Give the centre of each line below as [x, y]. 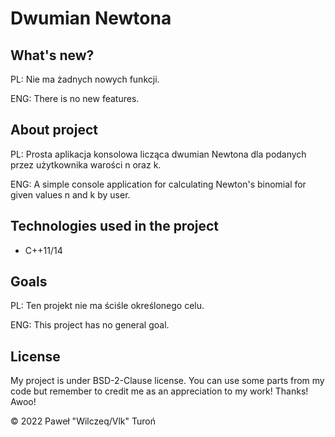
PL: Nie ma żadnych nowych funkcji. [85, 79]
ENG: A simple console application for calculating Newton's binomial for [158, 184]
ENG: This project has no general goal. [90, 325]
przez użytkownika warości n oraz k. [86, 164]
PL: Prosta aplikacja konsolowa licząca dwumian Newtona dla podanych [158, 154]
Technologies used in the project [115, 226]
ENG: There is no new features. [75, 98]
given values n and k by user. [70, 194]
